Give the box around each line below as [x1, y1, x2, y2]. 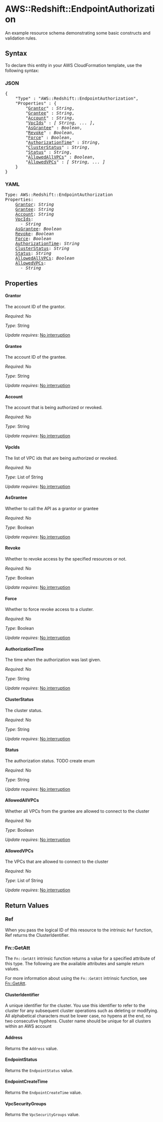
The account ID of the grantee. [5, 354, 67, 360]
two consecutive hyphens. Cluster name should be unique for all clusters [5, 1018, 151, 1024]
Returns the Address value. [5, 1045, 58, 1051]
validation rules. [5, 35, 37, 41]
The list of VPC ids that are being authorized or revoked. [5, 455, 118, 461]
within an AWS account [5, 1023, 52, 1029]
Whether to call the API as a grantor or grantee [5, 505, 99, 511]
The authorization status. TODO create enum [5, 757, 95, 763]
